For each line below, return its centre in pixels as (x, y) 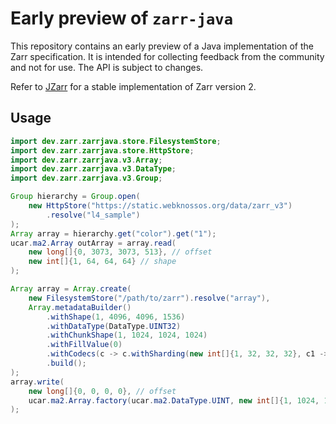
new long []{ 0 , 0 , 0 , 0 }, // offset (102, 391)
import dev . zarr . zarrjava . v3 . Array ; (86, 160)
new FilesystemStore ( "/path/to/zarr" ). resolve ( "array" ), (149, 298)
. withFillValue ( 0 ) (84, 345)
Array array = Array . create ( (71, 289)
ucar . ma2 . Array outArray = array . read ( (93, 243)
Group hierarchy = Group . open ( (75, 197)
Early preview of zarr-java (122, 18)
